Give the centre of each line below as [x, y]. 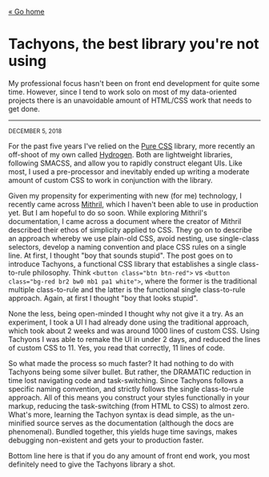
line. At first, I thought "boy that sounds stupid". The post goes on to [121, 255]
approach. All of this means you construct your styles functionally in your [129, 397]
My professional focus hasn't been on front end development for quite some [134, 83]
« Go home [26, 12]
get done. [24, 108]
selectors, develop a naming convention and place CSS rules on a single [127, 247]
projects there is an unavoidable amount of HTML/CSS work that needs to [130, 100]
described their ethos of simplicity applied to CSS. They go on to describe [130, 230]
